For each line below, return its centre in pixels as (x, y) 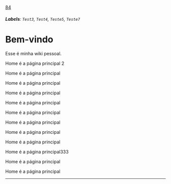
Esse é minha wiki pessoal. (34, 53)
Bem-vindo (29, 39)
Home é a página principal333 (37, 152)
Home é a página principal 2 (35, 63)
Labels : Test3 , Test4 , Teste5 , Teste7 (43, 19)
